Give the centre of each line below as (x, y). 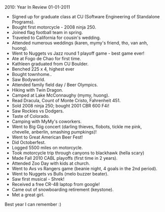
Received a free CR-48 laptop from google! (56, 184)
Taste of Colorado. (31, 116)
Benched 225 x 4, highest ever (43, 69)
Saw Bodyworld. (28, 79)
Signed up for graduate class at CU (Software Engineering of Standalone (86, 17)
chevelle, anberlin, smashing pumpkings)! (54, 132)
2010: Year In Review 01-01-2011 (37, 7)
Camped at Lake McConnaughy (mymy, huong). (61, 95)
